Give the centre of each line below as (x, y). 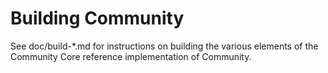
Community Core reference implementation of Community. (131, 56)
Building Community (97, 18)
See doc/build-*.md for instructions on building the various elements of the (164, 46)
